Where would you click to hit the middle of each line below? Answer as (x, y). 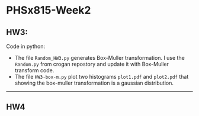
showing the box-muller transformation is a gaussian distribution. (94, 83)
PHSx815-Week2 (49, 10)
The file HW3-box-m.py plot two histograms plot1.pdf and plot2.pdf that (102, 77)
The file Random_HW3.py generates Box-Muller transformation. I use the (99, 58)
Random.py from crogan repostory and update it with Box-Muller (92, 64)
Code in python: (26, 46)
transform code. (34, 70)
